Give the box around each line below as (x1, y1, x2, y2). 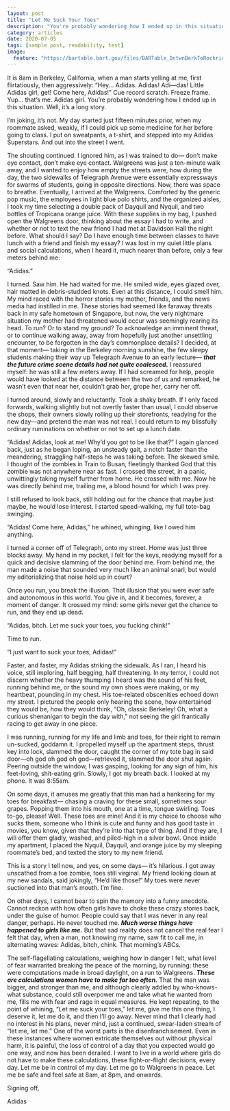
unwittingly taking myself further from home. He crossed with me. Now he (7, 474, 216, 483)
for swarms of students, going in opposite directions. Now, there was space (7, 180, 220, 189)
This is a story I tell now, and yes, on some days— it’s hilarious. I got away (7, 861, 216, 869)
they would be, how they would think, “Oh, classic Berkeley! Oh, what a (7, 705, 208, 713)
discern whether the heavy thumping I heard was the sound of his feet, (7, 676, 207, 684)
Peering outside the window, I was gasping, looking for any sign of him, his (7, 761, 218, 770)
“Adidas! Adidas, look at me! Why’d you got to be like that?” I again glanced (7, 437, 219, 446)
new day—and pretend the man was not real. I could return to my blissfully (7, 417, 218, 426)
